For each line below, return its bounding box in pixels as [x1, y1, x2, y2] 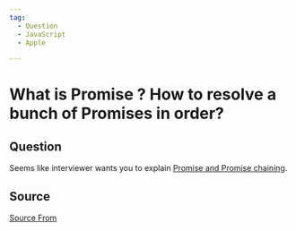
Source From [9, 212, 57, 224]
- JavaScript [17, 30, 66, 38]
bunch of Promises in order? [9, 104, 224, 124]
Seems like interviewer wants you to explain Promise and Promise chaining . [9, 163, 288, 174]
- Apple [17, 38, 47, 47]
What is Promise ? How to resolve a [9, 84, 276, 105]
